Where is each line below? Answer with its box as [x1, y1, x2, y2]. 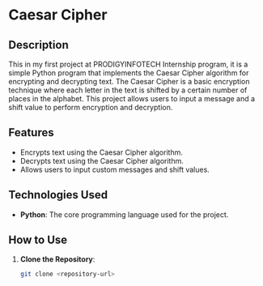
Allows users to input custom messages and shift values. [19, 164, 210, 174]
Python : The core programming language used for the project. [19, 209, 229, 220]
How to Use [8, 233, 68, 247]
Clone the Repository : [19, 254, 95, 264]
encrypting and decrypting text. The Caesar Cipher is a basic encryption [8, 77, 250, 86]
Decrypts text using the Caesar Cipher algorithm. [19, 156, 185, 165]
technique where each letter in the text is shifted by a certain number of [8, 85, 248, 95]
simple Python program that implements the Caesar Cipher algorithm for [8, 68, 249, 78]
